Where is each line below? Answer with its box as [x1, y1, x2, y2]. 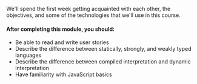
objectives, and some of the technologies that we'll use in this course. [6, 11, 181, 19]
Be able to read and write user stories [15, 39, 109, 46]
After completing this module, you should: [6, 25, 115, 33]
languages [15, 51, 42, 59]
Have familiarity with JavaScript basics [15, 71, 112, 78]
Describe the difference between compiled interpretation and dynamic [15, 58, 191, 65]
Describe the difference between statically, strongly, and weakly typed [15, 45, 192, 53]
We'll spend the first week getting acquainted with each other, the [6, 5, 171, 12]
